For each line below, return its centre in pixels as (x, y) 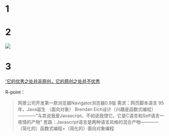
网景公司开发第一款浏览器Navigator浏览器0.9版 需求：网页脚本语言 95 (91, 103)
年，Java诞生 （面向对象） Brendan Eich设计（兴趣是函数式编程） (87, 110)
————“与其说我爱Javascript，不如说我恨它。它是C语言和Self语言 (89, 116)
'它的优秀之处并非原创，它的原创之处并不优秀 (53, 81)
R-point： (15, 92)
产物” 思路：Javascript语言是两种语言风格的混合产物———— (95, 122)
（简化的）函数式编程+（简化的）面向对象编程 (66, 128)
